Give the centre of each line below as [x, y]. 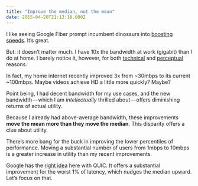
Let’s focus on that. [30, 178]
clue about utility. [27, 130]
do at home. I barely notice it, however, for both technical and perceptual [95, 58]
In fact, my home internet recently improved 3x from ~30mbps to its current [98, 76]
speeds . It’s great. [28, 40]
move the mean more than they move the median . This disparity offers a [95, 123]
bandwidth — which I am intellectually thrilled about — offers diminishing [93, 99]
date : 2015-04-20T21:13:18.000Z [46, 17]
